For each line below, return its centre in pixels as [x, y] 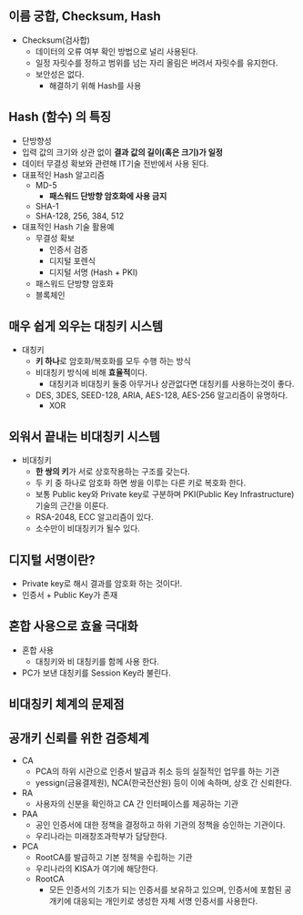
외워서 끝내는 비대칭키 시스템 [85, 437]
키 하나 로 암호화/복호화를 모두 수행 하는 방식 [113, 361]
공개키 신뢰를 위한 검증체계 [79, 738]
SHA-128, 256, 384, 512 [80, 216]
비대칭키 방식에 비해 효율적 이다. [91, 372]
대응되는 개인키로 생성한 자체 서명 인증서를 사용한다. [166, 901]
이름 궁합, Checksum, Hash [85, 16]
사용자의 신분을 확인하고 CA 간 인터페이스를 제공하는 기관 [136, 804]
